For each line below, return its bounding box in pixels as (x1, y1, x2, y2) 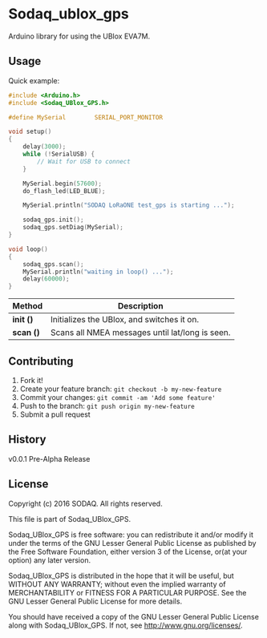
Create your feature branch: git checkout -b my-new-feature (19, 384, 222, 394)
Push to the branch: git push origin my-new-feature (19, 401, 195, 410)
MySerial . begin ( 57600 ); (22, 180, 103, 188)
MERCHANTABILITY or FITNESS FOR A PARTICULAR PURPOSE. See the (8, 588, 247, 597)
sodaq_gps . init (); (22, 216, 84, 224)
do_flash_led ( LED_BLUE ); (22, 187, 106, 195)
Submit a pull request (19, 410, 91, 419)
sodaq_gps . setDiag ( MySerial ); (22, 224, 124, 232)
